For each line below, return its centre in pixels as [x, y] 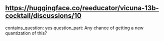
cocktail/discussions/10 [43, 16]
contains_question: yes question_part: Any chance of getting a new [74, 28]
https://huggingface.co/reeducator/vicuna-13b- [82, 8]
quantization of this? [26, 33]
